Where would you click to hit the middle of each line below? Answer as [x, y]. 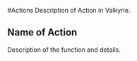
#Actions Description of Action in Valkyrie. [69, 10]
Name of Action [42, 32]
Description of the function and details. [64, 50]
